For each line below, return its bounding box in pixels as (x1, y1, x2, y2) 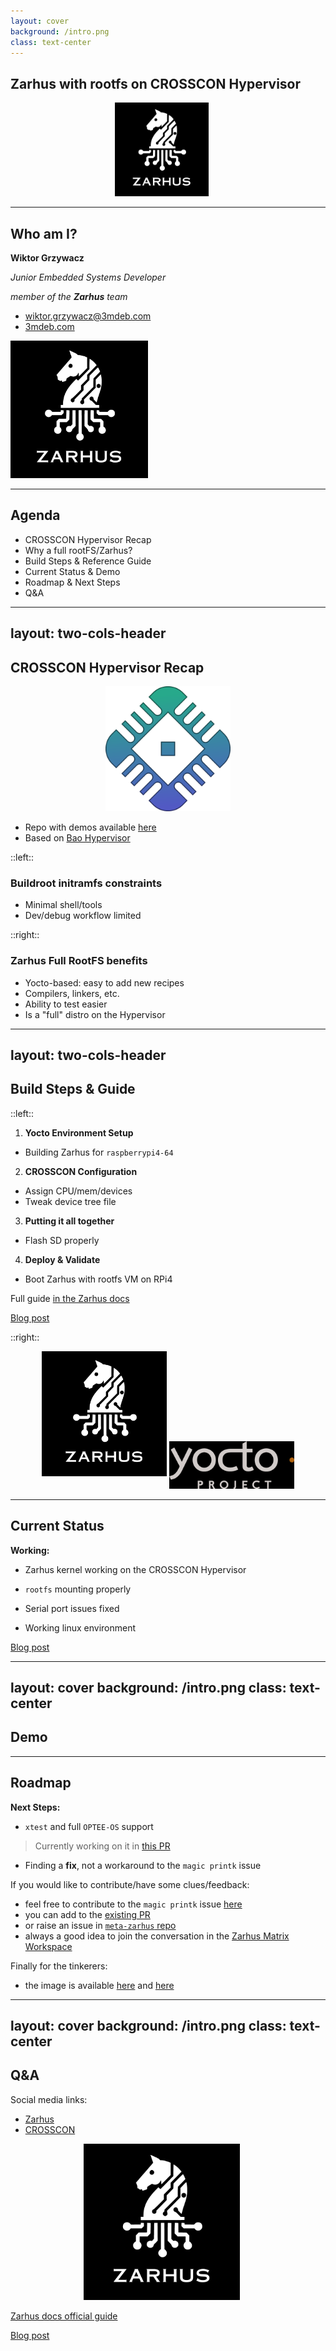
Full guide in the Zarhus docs (10, 1292, 130, 1304)
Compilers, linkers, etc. (24, 987, 120, 999)
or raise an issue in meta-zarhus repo (24, 1919, 177, 1931)
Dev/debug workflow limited (24, 910, 142, 922)
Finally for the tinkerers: (10, 1960, 108, 1972)
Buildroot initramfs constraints (10, 876, 163, 890)
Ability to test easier (24, 998, 108, 1010)
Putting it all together (24, 1215, 115, 1227)
